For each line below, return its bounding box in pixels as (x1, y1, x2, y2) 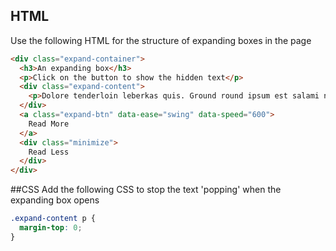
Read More (28, 119, 70, 129)
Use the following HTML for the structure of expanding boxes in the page (10, 34, 312, 46)
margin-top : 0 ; (19, 223, 83, 233)
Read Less (28, 147, 70, 157)
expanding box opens (10, 194, 100, 206)
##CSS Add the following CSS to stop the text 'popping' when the (10, 184, 282, 196)
